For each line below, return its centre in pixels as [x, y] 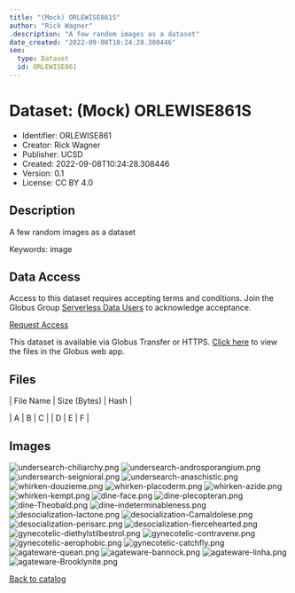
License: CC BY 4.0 [58, 182]
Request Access [39, 325]
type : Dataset [43, 59]
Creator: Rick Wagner [61, 145]
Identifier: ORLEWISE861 [67, 135]
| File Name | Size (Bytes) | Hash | [71, 401]
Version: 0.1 [43, 173]
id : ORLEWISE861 [47, 67]
